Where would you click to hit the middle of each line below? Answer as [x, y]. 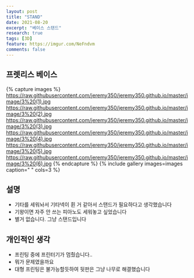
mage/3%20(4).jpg [29, 138]
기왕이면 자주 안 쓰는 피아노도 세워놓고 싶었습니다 [70, 212]
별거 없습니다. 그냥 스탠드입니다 [50, 219]
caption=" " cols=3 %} [33, 169]
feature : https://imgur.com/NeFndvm [50, 44]
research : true [24, 33]
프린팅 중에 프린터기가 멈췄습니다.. [53, 255]
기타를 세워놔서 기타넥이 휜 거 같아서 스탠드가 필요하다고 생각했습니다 [93, 204]
